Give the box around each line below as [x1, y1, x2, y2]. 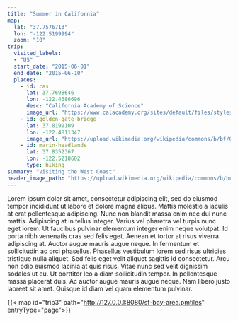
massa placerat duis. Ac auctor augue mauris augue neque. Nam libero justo [7, 276, 231, 285]
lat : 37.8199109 [25, 122, 74, 129]
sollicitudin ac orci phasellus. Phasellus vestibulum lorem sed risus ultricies [7, 247, 227, 255]
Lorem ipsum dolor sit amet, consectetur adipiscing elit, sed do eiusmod [7, 194, 218, 202]
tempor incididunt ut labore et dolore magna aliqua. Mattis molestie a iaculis [7, 202, 229, 210]
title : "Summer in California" [7, 10, 100, 18]
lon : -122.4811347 [25, 129, 81, 136]
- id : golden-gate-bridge [20, 115, 97, 122]
